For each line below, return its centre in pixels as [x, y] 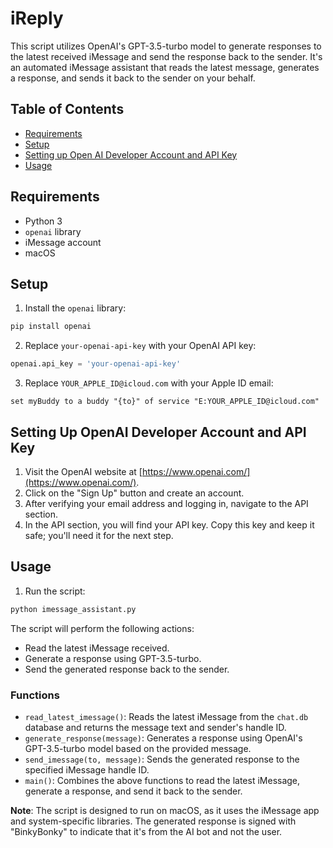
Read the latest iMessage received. [97, 648]
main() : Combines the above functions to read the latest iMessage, [162, 780]
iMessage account [63, 242]
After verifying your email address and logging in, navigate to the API [166, 503]
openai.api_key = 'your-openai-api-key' [96, 364]
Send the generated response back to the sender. [127, 669]
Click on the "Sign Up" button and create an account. [134, 493]
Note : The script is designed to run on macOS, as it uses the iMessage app [165, 810]
